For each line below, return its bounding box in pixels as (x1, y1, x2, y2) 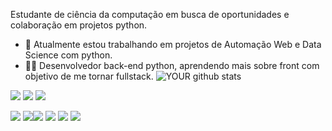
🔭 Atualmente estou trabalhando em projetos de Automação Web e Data (24, 39, 322, 50)
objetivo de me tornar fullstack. (24, 70, 154, 82)
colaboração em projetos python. (10, 19, 148, 31)
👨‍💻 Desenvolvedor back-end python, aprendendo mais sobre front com (24, 60, 320, 71)
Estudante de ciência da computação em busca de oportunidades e (10, 9, 290, 20)
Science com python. (24, 49, 113, 61)
